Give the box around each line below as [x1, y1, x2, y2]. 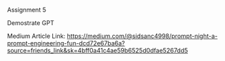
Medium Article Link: [7, 32, 66, 40]
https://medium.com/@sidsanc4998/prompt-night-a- [67, 32, 218, 40]
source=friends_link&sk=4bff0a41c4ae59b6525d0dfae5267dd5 [7, 47, 189, 54]
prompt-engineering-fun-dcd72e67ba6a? [7, 39, 125, 47]
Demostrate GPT [7, 19, 54, 26]
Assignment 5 [7, 6, 47, 14]
